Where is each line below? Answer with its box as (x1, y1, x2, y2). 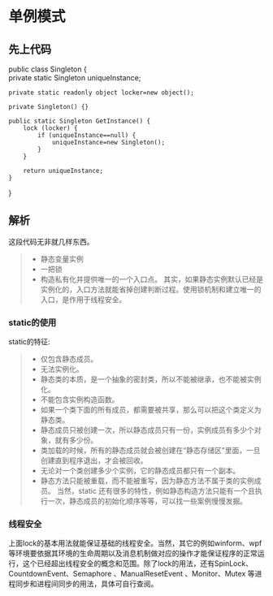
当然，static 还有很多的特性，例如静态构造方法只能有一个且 (56, 486, 256, 496)
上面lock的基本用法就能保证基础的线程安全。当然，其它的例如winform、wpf (8, 538, 262, 548)
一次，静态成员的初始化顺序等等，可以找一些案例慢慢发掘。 (47, 496, 248, 506)
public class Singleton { (8, 64, 87, 74)
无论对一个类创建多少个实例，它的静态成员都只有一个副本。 (40, 466, 240, 476)
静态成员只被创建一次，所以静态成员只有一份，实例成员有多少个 (40, 425, 254, 435)
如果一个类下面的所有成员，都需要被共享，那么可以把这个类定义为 (40, 405, 262, 415)
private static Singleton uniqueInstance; (8, 73, 141, 82)
